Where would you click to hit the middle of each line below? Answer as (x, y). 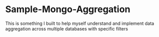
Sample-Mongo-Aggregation (68, 9)
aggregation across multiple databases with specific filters (67, 28)
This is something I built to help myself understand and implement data (80, 23)
